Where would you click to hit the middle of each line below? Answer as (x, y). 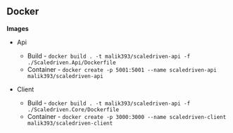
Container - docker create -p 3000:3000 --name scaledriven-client (127, 116)
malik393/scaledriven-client (70, 123)
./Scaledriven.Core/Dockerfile (73, 109)
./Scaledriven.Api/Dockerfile (72, 63)
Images (18, 28)
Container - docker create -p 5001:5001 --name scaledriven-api (122, 69)
